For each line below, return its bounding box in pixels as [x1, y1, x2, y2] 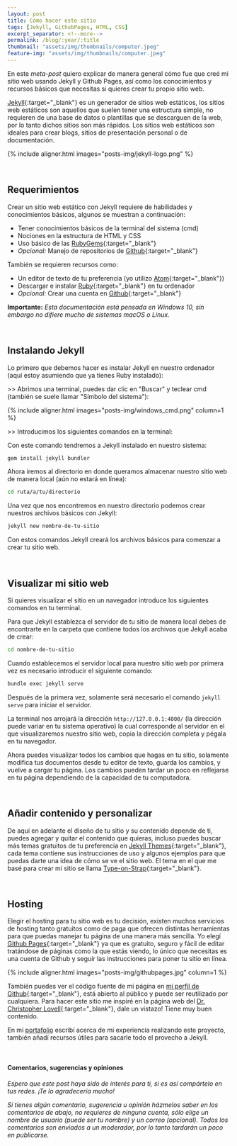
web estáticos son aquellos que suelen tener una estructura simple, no [7, 106, 214, 114]
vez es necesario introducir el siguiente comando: [7, 666, 154, 675]
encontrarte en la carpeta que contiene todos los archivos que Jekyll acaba [7, 624, 228, 633]
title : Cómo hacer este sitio [7, 17, 97, 24]
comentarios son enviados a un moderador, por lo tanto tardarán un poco [7, 1123, 224, 1131]
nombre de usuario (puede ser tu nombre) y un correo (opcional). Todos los [7, 1116, 229, 1124]
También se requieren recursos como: [7, 260, 118, 269]
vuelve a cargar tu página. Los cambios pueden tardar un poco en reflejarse [7, 765, 229, 774]
